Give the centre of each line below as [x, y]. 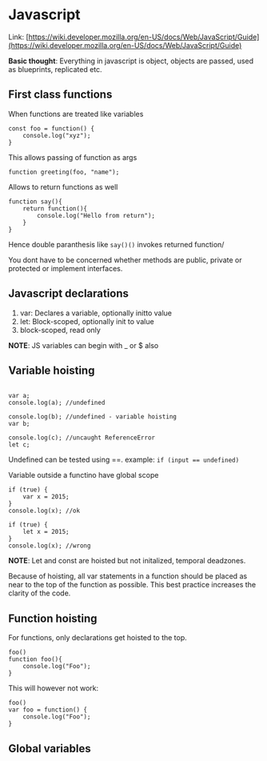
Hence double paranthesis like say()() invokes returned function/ [116, 244]
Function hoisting [53, 618]
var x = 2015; [46, 497]
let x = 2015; [46, 532]
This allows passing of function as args [73, 157]
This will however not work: [54, 688]
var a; [19, 396]
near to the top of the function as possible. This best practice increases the [132, 585]
